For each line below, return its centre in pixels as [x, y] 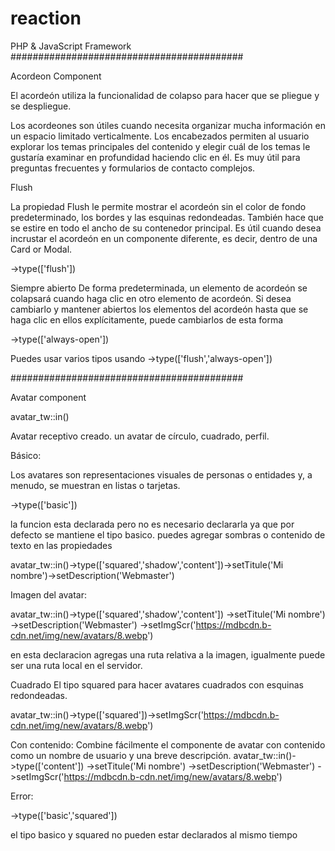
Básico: [26, 455]
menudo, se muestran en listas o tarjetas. [95, 485]
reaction [46, 18]
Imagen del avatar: [49, 594]
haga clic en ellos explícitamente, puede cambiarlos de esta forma [147, 319]
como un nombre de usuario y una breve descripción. [121, 755]
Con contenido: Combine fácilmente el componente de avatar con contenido [168, 744]
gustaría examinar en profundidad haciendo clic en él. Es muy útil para [155, 157]
